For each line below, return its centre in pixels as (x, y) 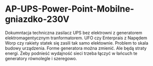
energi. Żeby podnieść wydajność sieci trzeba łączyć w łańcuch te (71, 53)
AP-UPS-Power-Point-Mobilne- (70, 9)
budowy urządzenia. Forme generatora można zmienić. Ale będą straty (76, 48)
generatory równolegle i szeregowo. (41, 58)
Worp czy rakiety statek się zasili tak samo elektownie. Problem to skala (77, 43)
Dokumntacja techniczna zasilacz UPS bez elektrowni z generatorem (74, 33)
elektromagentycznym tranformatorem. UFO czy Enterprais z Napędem (76, 38)
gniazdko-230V (37, 19)
